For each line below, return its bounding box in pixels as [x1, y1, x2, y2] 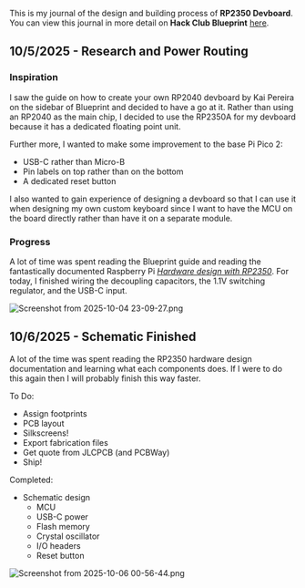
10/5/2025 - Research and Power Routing [9, 44, 249, 59]
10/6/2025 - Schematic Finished [9, 329, 197, 345]
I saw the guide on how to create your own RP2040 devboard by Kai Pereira [9, 91, 294, 103]
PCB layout [22, 418, 65, 428]
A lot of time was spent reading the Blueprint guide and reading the [9, 255, 261, 267]
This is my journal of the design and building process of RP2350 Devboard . [9, 8, 293, 18]
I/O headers [36, 540, 81, 551]
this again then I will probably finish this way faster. [9, 373, 201, 384]
